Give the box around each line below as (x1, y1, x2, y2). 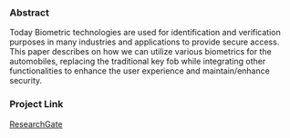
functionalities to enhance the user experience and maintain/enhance (9, 65, 271, 76)
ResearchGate (9, 118, 63, 129)
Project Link (9, 98, 64, 111)
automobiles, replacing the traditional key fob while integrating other (9, 56, 266, 67)
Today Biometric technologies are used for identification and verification (9, 27, 281, 38)
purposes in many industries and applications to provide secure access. (9, 36, 280, 47)
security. (9, 75, 43, 86)
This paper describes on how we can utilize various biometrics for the (9, 46, 272, 57)
